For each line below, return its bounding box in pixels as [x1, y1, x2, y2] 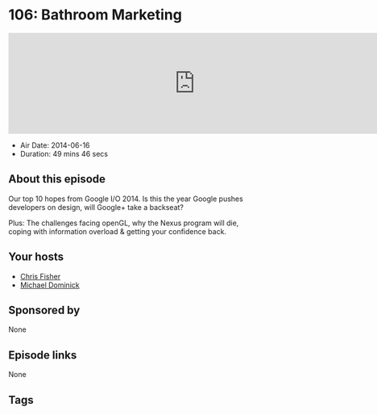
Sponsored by [8, 303, 81, 316]
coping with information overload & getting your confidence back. [8, 226, 227, 236]
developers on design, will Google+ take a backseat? [8, 202, 184, 212]
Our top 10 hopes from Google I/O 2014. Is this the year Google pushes [8, 194, 243, 203]
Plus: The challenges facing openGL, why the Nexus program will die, [8, 218, 239, 228]
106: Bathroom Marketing [8, 6, 183, 24]
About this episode [8, 172, 106, 187]
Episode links [8, 348, 77, 362]
